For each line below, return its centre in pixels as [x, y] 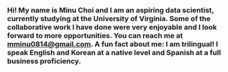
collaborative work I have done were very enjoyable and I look [112, 27]
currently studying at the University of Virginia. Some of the [109, 18]
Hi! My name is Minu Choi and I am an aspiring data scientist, [111, 10]
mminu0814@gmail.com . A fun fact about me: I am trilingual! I [113, 44]
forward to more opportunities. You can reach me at [95, 35]
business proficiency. [44, 61]
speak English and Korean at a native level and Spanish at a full [114, 52]
